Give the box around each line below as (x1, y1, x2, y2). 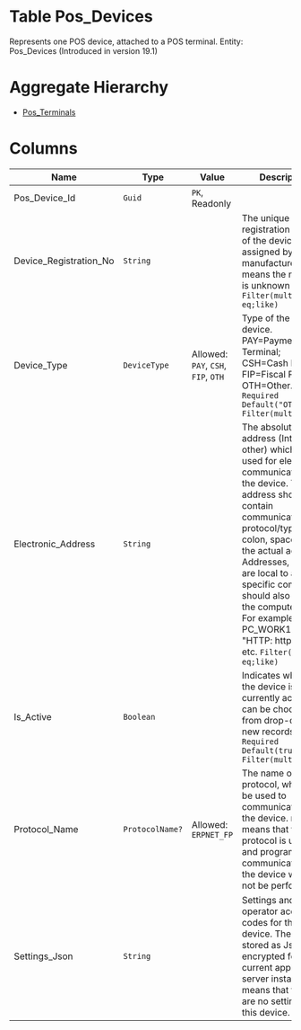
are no (241, 995, 269, 1008)
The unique (241, 211, 290, 224)
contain (241, 499, 274, 511)
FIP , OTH (191, 370, 225, 383)
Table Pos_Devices (9, 6, 154, 27)
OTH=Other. (241, 379, 294, 392)
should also (241, 589, 291, 601)
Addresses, (241, 555, 289, 568)
